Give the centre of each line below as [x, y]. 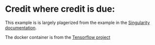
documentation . [21, 27]
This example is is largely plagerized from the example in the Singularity [77, 22]
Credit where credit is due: [60, 9]
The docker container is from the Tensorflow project [58, 37]
